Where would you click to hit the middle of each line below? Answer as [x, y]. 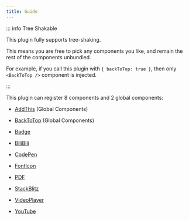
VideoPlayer [29, 199]
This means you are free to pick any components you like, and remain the [94, 51]
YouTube [25, 211]
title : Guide [22, 11]
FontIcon [25, 165]
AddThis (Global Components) [51, 109]
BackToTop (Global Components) [54, 120]
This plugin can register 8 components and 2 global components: [85, 97]
